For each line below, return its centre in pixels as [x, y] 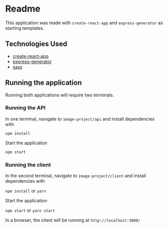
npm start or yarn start [30, 210]
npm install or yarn [26, 191]
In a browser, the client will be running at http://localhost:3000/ [73, 220]
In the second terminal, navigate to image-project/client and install [76, 176]
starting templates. [25, 28]
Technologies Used [36, 44]
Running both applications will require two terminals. [60, 95]
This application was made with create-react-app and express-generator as [84, 23]
